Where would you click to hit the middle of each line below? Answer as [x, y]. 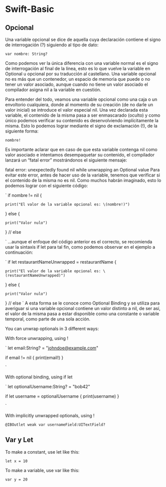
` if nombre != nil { [24, 195]
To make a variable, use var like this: [42, 470]
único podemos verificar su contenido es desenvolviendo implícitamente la [82, 120]
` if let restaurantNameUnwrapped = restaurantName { [61, 262]
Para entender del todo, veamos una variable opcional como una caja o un [81, 99]
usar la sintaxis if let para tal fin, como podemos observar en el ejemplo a [80, 247]
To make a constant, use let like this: [42, 452]
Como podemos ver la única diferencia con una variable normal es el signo [82, 63]
